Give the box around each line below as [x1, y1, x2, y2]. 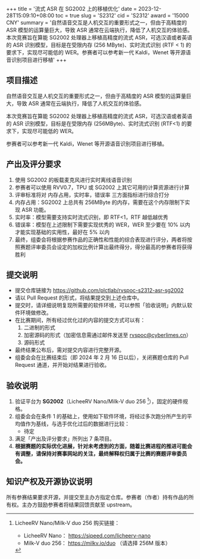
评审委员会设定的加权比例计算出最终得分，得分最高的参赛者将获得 [30, 243, 192, 251]
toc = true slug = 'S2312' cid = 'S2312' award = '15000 [55, 12, 189, 19]
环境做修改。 [20, 309, 52, 316]
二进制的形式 [23, 324, 55, 331]
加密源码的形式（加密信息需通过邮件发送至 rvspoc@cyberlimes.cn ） [23, 332, 192, 339]
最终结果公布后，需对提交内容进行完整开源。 [14, 347, 125, 354]
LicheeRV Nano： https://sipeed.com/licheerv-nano [23, 532, 151, 539]
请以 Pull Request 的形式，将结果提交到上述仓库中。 [14, 294, 143, 301]
